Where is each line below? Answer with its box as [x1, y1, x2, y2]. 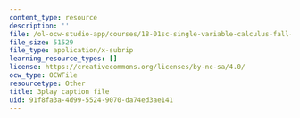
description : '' [9, 21, 70, 30]
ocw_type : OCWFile [9, 71, 78, 80]
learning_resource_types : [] [9, 54, 118, 63]
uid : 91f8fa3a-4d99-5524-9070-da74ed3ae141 [9, 95, 174, 105]
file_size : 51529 [9, 37, 74, 47]
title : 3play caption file [9, 87, 110, 96]
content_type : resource [9, 12, 98, 22]
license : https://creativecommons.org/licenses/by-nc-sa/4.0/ [9, 63, 246, 72]
